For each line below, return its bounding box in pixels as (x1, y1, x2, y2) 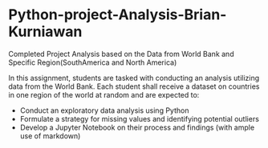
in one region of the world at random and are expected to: (8, 90, 200, 99)
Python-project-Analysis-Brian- (8, 6, 227, 24)
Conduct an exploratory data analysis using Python (19, 106, 189, 115)
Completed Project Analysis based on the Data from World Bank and (8, 49, 234, 58)
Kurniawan (8, 22, 83, 41)
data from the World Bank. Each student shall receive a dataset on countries (8, 82, 260, 91)
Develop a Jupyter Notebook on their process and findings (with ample (19, 122, 255, 132)
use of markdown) (19, 130, 81, 141)
